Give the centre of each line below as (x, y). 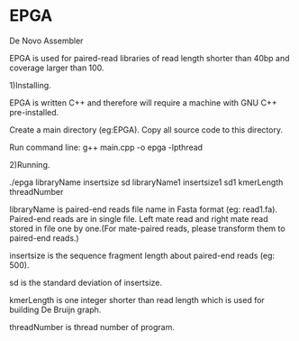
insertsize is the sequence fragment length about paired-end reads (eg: (142, 255)
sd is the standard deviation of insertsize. (86, 282)
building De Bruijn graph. (55, 309)
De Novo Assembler (46, 41)
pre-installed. (34, 112)
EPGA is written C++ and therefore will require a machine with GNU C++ (143, 102)
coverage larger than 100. (57, 68)
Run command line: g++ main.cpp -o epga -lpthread (106, 147)
